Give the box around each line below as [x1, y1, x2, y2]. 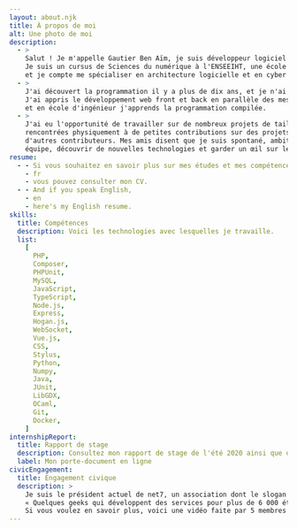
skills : [9, 210, 38, 219]
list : [17, 235, 38, 244]
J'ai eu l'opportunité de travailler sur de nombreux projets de [25, 120, 271, 129]
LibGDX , [32, 391, 62, 401]
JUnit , [32, 383, 57, 392]
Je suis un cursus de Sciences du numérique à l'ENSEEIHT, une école [25, 63, 287, 72]
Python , [32, 358, 62, 367]
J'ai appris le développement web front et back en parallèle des [25, 95, 275, 104]
